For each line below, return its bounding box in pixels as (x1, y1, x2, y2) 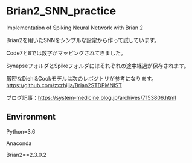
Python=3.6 (6, 128, 36, 135)
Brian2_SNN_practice (6, 4, 117, 18)
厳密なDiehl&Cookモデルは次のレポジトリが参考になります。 (6, 75, 157, 82)
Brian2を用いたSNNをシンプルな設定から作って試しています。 (6, 36, 160, 43)
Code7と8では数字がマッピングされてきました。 (6, 49, 127, 57)
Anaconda (6, 140, 32, 147)
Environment (6, 112, 56, 122)
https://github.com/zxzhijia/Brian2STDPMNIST (6, 81, 122, 88)
